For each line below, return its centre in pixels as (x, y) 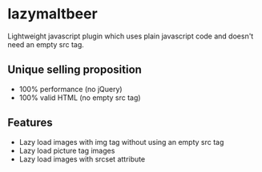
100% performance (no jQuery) (71, 89)
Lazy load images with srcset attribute (82, 159)
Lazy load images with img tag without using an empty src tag (121, 142)
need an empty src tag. (46, 44)
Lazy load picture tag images (67, 150)
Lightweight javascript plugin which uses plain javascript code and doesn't (131, 36)
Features (30, 123)
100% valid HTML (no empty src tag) (80, 98)
